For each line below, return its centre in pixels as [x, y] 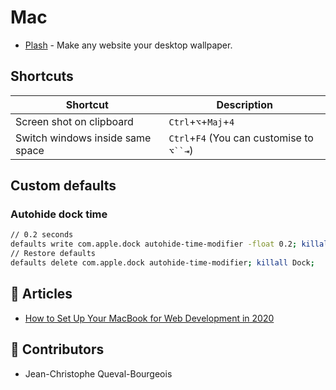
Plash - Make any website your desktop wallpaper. [128, 45]
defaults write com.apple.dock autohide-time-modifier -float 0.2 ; [154, 244]
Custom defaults [63, 186]
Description [244, 104]
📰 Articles [41, 294]
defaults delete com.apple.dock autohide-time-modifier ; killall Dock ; [162, 263]
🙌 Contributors [57, 349]
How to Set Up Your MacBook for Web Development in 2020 [149, 318]
